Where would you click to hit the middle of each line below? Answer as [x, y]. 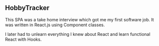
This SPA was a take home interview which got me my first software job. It [79, 19]
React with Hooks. [23, 39]
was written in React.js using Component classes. [55, 25]
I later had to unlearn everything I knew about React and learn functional [78, 34]
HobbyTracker [27, 8]
